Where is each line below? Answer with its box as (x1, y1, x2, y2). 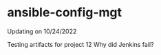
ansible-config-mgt (7, 5, 122, 20)
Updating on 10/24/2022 (7, 27, 77, 35)
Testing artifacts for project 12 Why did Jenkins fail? (7, 40, 154, 48)
